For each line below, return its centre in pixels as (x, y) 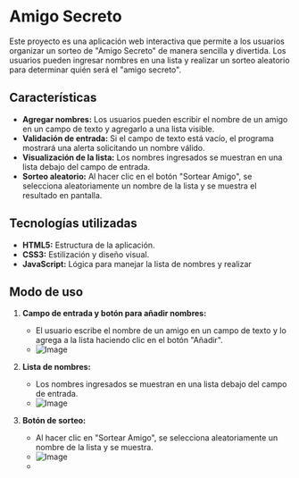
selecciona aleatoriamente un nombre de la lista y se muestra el (139, 186)
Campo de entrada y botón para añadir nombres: (114, 314)
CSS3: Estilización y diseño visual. (86, 254)
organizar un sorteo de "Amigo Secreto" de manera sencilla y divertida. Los (148, 50)
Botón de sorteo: (54, 421)
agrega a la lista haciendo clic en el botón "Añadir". (129, 340)
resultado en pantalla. (62, 195)
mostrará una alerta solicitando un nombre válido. (113, 147)
